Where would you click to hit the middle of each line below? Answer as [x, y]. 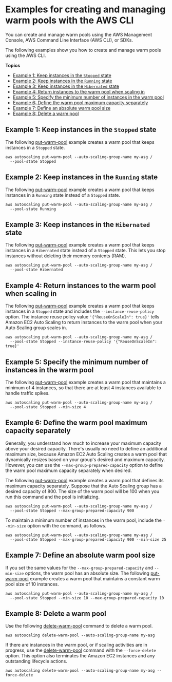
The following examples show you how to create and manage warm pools [83, 50]
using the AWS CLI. [26, 55]
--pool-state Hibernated [36, 270]
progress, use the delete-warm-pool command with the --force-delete [81, 650]
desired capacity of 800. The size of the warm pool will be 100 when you [82, 491]
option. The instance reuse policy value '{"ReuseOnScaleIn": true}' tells [82, 317]
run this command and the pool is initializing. [53, 497]
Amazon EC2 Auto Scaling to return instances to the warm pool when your [84, 323]
